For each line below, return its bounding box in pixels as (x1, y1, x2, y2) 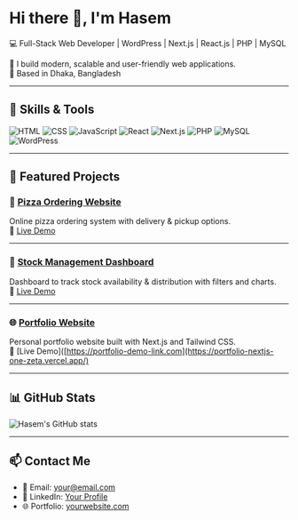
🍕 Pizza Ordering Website (9, 196, 122, 208)
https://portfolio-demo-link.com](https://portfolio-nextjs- (66, 346, 274, 356)
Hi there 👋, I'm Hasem (9, 8, 171, 28)
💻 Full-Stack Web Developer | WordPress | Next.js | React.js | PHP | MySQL (9, 37, 286, 48)
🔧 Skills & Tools (9, 102, 95, 117)
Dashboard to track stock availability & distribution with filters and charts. (9, 276, 277, 287)
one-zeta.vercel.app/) (9, 356, 90, 366)
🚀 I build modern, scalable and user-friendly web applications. (9, 58, 237, 69)
